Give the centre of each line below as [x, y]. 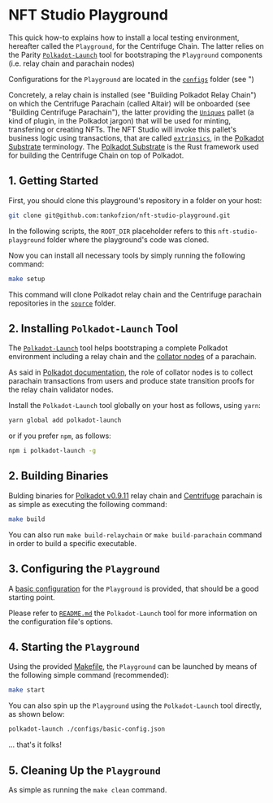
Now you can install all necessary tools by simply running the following [127, 255]
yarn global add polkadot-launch [65, 420]
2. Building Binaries [58, 476]
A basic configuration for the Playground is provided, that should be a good [134, 588]
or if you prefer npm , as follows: [60, 436]
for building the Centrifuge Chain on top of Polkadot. [96, 155]
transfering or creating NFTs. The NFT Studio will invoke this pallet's [123, 129]
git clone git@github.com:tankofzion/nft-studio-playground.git [119, 215]
